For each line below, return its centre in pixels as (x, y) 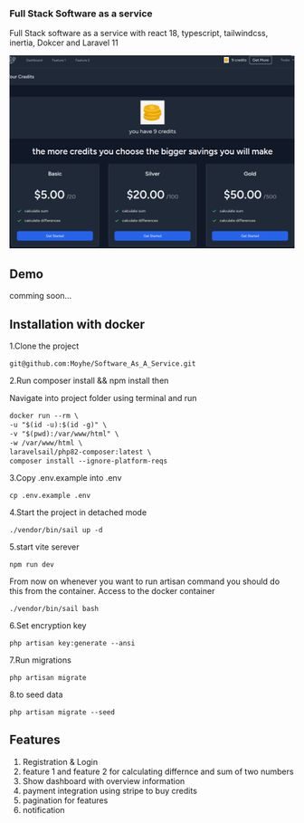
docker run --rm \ (44, 416)
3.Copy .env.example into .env (66, 478)
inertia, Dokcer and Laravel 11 (64, 43)
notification (43, 809)
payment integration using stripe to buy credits (109, 790)
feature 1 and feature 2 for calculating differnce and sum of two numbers (158, 771)
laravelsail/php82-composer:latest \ (81, 452)
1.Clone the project (44, 346)
